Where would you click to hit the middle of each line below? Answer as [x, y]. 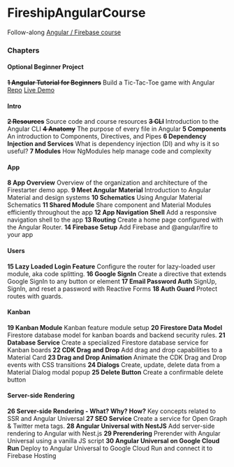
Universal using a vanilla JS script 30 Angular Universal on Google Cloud [114, 441]
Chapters [23, 50]
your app [20, 235]
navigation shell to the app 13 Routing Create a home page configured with [115, 220]
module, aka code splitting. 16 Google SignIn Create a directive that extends [117, 273]
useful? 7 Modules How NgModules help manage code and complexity [109, 151]
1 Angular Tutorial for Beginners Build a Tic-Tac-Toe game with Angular [111, 82]
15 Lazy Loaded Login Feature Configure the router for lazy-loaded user [111, 266]
